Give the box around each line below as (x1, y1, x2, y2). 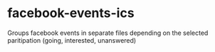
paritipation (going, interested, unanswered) (7, 36, 137, 44)
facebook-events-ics (7, 5, 135, 21)
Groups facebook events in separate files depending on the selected (7, 28, 209, 37)
